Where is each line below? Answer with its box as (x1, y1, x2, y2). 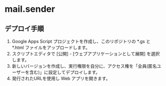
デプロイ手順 (4, 24, 44, 33)
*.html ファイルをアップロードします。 (11, 44, 90, 50)
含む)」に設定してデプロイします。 (29, 69, 100, 75)
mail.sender (4, 3, 55, 15)
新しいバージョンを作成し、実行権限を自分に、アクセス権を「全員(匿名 (11, 63, 157, 69)
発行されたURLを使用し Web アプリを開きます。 (11, 76, 110, 81)
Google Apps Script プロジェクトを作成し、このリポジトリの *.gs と (11, 39, 151, 44)
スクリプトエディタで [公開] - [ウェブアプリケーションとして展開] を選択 (11, 51, 160, 56)
